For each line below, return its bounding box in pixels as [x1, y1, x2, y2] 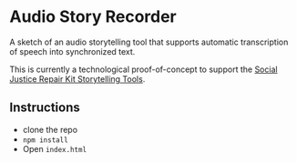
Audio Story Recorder [9, 6, 178, 27]
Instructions [9, 100, 80, 116]
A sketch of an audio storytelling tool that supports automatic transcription [9, 36, 289, 47]
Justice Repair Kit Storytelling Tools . [9, 73, 146, 84]
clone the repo [22, 124, 78, 135]
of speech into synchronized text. [9, 46, 136, 56]
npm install [22, 135, 68, 145]
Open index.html [22, 143, 87, 154]
